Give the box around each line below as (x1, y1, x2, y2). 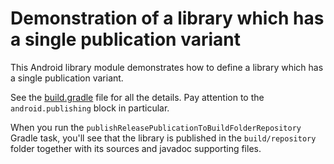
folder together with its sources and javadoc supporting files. (10, 142, 262, 154)
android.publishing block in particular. (10, 102, 170, 114)
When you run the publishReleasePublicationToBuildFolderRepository (10, 121, 302, 133)
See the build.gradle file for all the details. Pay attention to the (10, 91, 265, 103)
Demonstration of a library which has (10, 7, 325, 30)
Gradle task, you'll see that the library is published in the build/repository (10, 132, 317, 144)
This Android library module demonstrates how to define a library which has (10, 61, 324, 73)
